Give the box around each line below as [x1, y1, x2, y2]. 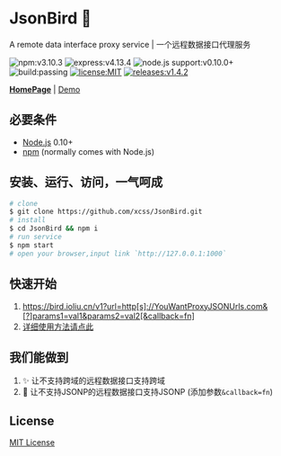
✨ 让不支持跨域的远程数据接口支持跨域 [22, 375, 166, 386]
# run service [9, 233, 63, 242]
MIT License [9, 437, 56, 448]
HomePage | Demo [9, 84, 81, 94]
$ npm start [9, 240, 54, 250]
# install [9, 216, 47, 225]
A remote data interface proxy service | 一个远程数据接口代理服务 [9, 39, 251, 49]
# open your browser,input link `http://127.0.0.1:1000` [9, 249, 227, 258]
